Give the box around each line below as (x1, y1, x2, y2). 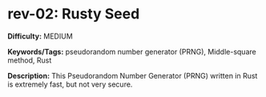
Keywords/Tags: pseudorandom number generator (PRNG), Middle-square (7, 46, 257, 56)
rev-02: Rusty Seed (7, 5, 140, 23)
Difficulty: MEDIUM (7, 31, 73, 41)
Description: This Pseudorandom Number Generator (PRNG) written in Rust (7, 71, 258, 80)
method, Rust (7, 55, 52, 65)
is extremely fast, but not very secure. (7, 79, 133, 89)
